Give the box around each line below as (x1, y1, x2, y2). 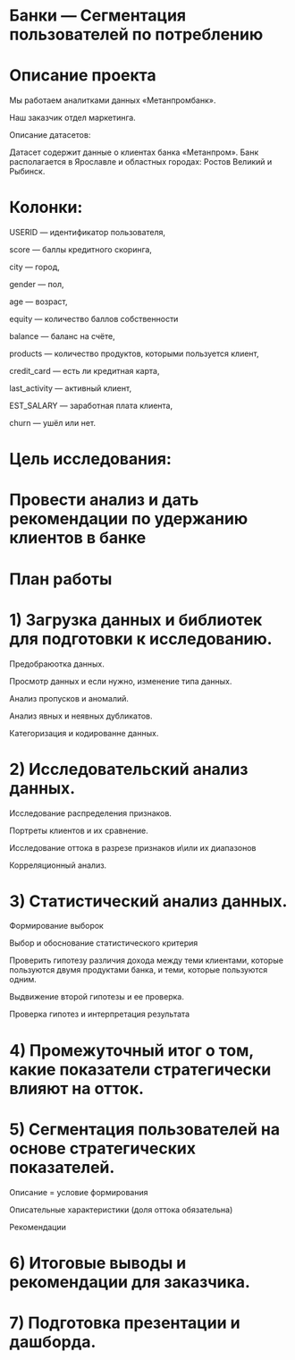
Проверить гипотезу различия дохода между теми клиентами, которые (9, 955, 284, 966)
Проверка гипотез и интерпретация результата (9, 1008, 190, 1020)
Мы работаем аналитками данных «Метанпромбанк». (9, 95, 216, 106)
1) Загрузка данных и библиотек (9, 609, 263, 630)
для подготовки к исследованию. (9, 628, 273, 649)
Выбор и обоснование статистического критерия (9, 938, 198, 948)
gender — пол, (9, 279, 64, 290)
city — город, (9, 261, 61, 273)
